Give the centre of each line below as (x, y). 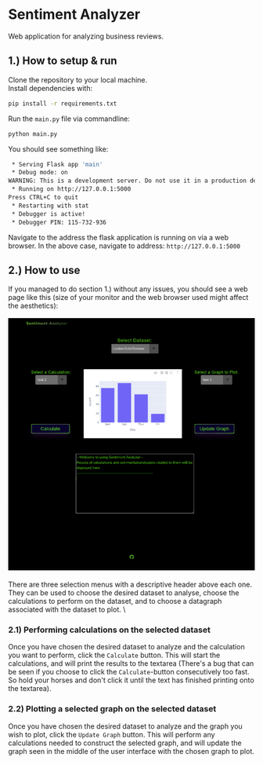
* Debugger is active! (49, 214)
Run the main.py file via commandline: (69, 119)
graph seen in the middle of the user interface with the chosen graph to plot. (131, 751)
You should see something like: (58, 149)
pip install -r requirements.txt (63, 104)
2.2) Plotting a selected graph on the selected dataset (112, 709)
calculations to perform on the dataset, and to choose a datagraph (115, 601)
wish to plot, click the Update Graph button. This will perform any (112, 734)
